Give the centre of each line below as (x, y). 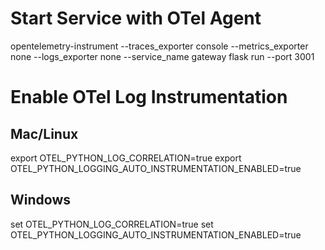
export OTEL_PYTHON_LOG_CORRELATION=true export (126, 158)
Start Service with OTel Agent (136, 18)
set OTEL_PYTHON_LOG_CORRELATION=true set (112, 224)
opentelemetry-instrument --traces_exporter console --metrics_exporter (159, 46)
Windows (40, 200)
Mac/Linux (44, 133)
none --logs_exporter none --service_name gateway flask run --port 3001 (162, 56)
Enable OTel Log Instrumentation (149, 97)
